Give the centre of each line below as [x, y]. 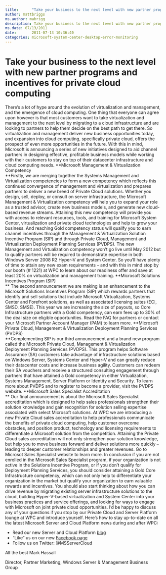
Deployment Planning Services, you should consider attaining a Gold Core [80, 470]
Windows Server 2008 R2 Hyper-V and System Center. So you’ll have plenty [83, 260]
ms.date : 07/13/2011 [26, 28]
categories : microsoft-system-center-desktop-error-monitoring [72, 38]
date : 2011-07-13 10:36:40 [40, 33]
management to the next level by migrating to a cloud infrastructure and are [82, 123]
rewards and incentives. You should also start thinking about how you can [80, 486]
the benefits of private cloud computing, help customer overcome [72, 423]
